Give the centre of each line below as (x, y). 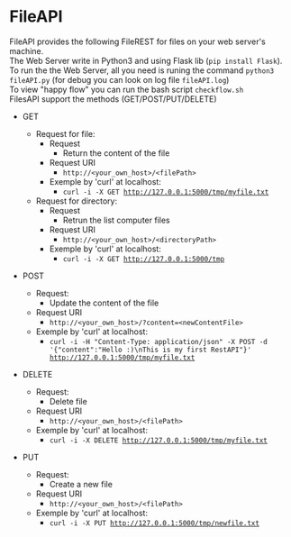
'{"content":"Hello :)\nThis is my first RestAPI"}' (150, 350)
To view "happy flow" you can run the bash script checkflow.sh (127, 89)
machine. (27, 50)
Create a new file (81, 484)
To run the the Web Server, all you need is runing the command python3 (142, 70)
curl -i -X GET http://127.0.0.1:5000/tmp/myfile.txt (166, 192)
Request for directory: (77, 201)
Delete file (68, 401)
